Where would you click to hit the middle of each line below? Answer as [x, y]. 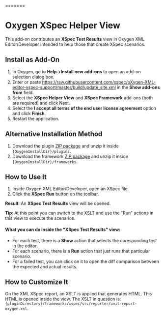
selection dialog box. [33, 77]
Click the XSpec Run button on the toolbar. [55, 194]
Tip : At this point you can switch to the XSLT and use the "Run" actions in [79, 213]
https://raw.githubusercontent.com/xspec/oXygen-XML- [99, 82]
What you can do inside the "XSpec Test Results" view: [63, 230]
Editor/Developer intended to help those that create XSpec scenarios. [75, 44]
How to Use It [26, 177]
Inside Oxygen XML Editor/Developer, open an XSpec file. [70, 189]
